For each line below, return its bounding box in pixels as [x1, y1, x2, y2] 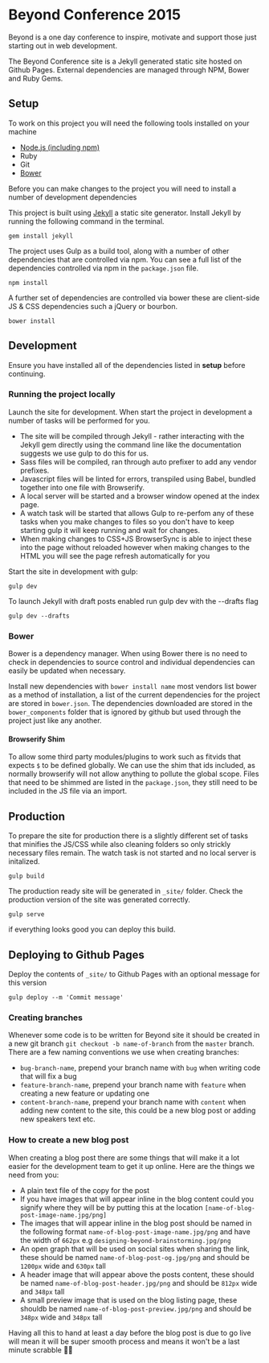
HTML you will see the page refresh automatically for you [19, 551, 210, 560]
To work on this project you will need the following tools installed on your [8, 118, 250, 128]
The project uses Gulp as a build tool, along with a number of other [8, 246, 230, 255]
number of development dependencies [8, 192, 137, 202]
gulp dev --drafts [8, 612, 70, 620]
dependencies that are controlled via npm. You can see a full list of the [8, 254, 243, 264]
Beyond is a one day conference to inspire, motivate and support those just [8, 32, 257, 42]
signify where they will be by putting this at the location [19, 1202, 203, 1212]
